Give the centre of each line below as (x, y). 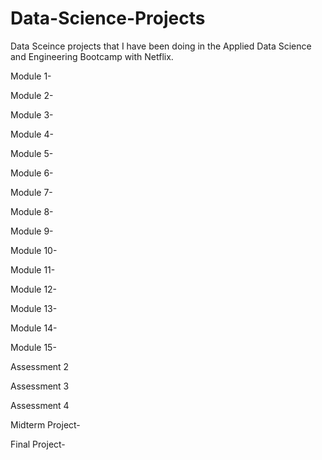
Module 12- (34, 289)
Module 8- (32, 211)
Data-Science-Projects (108, 18)
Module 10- (34, 250)
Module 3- (32, 114)
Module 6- (32, 173)
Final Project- (38, 444)
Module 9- (32, 231)
